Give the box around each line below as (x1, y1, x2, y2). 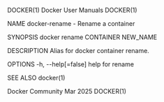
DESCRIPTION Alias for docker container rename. (7, 47, 150, 54)
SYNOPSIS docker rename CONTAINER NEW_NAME (7, 33, 158, 41)
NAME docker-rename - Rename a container (7, 20, 135, 27)
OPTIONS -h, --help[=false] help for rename (7, 60, 135, 68)
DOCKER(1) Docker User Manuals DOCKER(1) (7, 6, 137, 14)
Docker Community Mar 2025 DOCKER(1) (7, 87, 127, 95)
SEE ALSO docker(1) (7, 73, 66, 82)
